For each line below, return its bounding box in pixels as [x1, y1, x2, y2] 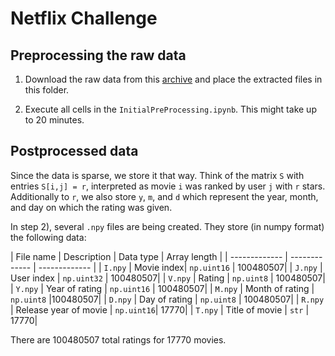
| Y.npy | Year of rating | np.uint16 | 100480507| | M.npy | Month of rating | [10, 282, 315, 294]
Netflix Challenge [10, 7, 158, 30]
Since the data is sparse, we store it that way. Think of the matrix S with [10, 169, 305, 181]
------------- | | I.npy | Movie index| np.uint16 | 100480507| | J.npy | [38, 261, 323, 273]
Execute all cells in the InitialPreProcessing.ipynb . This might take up [24, 103, 317, 115]
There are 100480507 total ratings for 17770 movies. [10, 333, 227, 346]
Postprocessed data [10, 143, 139, 160]
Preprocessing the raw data [10, 47, 187, 64]
